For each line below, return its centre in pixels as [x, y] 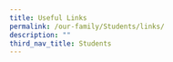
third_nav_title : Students [61, 43]
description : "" [40, 35]
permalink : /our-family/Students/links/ [87, 26]
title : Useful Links [49, 18]
